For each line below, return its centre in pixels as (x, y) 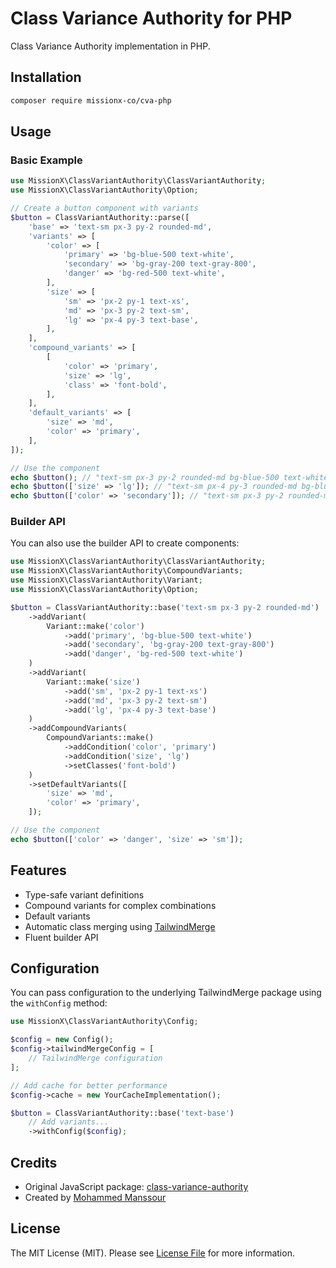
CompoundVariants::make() (100, 738)
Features (38, 870)
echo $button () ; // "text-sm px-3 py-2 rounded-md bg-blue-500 (145, 477)
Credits (34, 1162)
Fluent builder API (61, 937)
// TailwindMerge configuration (95, 1058)
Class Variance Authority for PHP (151, 18)
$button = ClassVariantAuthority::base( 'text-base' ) (122, 1113)
